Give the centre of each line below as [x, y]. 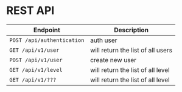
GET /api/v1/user [34, 50]
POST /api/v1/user [36, 60]
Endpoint [47, 30]
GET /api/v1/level [36, 70]
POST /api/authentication [47, 40]
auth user [104, 40]
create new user [114, 60]
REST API [30, 11]
